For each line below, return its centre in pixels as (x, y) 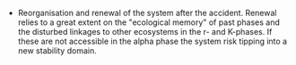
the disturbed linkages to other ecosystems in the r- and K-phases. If (145, 32)
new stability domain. (57, 51)
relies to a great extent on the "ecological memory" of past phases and (149, 22)
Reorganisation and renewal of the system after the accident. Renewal (147, 13)
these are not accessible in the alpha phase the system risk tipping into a (152, 41)
